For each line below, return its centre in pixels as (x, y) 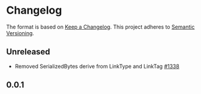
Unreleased (28, 52)
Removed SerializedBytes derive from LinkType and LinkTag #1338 (97, 66)
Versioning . (20, 33)
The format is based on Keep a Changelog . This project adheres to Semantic (100, 27)
